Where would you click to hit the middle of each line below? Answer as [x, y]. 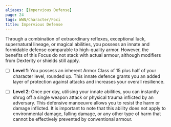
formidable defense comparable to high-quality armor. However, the [77, 50]
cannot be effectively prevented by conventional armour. [72, 119]
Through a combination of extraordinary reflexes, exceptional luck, [76, 39]
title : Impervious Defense [34, 24]
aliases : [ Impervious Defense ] [39, 10]
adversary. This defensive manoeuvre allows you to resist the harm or [86, 103]
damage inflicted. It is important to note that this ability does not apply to [89, 109]
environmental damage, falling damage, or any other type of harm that [87, 114]
